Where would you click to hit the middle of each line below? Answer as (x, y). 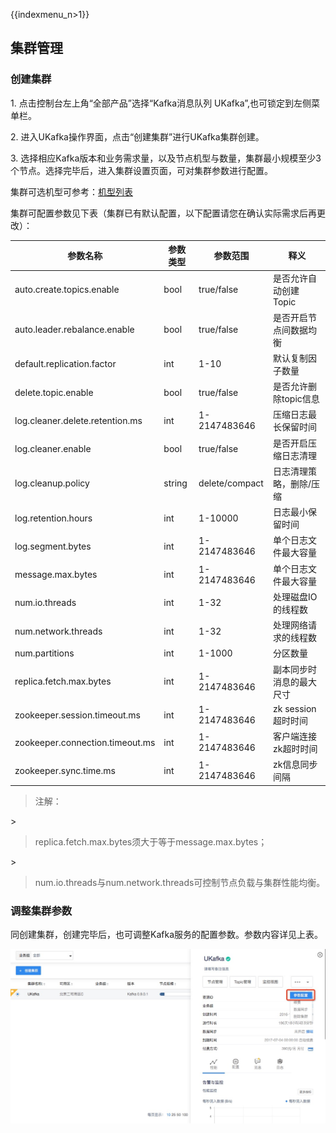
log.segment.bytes (53, 546)
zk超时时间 (295, 749)
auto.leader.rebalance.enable (74, 330)
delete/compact (231, 483)
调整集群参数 (41, 911)
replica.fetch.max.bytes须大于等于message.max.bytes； (151, 841)
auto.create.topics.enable (67, 290)
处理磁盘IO (295, 596)
